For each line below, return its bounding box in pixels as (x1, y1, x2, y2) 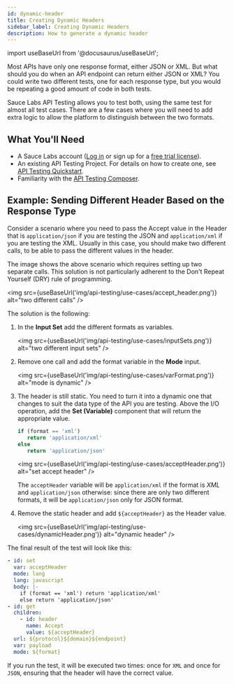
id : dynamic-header (7, 10, 64, 17)
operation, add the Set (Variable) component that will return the (17, 406, 201, 415)
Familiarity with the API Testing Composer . (17, 174, 140, 183)
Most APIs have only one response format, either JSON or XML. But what (7, 62, 218, 71)
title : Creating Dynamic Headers (7, 17, 105, 24)
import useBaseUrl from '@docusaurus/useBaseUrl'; (7, 49, 159, 57)
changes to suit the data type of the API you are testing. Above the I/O (17, 399, 220, 408)
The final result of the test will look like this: (7, 543, 132, 553)
